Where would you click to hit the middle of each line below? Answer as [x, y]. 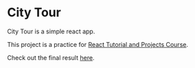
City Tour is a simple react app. [51, 31]
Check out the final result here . [51, 57]
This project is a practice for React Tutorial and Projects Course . [98, 44]
